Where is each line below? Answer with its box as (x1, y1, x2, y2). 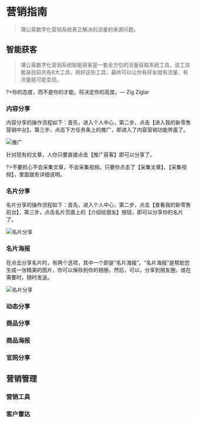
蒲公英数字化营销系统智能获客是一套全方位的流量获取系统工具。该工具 (20, 61, 191, 68)
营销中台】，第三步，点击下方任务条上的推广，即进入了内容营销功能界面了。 (6, 127, 189, 134)
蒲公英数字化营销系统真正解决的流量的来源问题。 (20, 26, 139, 33)
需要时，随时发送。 (6, 274, 53, 281)
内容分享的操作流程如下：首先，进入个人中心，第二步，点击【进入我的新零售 (6, 119, 191, 126)
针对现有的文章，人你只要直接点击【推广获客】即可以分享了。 (6, 151, 155, 158)
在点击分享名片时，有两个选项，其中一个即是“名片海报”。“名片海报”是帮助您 (6, 259, 190, 266)
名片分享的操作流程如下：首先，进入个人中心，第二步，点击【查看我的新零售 (6, 202, 191, 209)
